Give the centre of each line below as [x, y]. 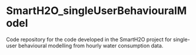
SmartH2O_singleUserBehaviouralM [97, 11]
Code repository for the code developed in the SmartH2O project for [89, 39]
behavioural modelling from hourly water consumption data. [91, 46]
